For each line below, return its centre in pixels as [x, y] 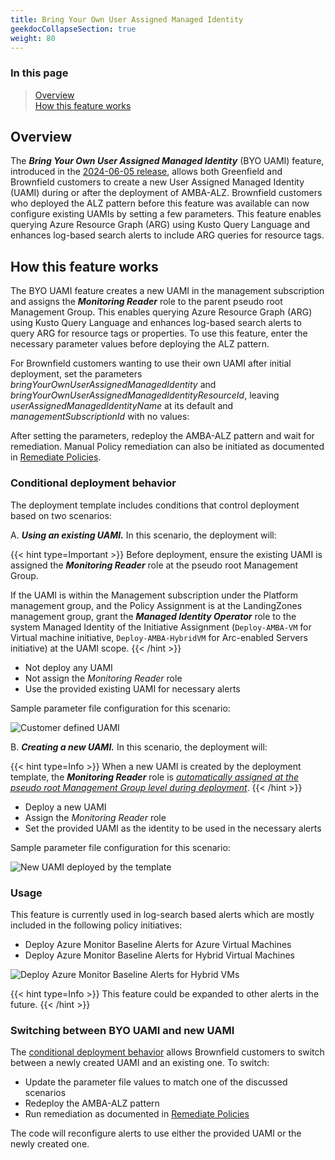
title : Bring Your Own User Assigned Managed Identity [127, 19]
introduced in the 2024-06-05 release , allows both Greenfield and [146, 172]
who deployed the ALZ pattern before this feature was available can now [160, 203]
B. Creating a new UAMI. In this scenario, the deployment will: [139, 747]
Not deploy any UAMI [68, 667]
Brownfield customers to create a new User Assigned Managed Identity [157, 182]
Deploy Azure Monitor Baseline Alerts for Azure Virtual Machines [158, 944]
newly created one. [50, 1144]
